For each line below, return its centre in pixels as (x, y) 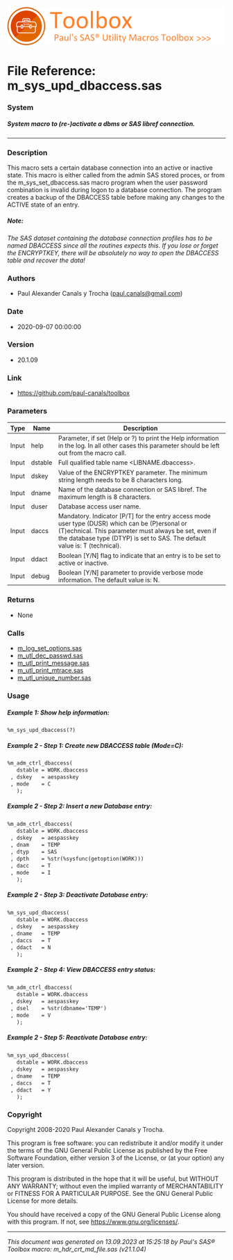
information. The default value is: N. (109, 580)
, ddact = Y (31, 1090)
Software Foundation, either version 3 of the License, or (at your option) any (116, 1158)
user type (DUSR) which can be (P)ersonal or (122, 524)
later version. (26, 1165)
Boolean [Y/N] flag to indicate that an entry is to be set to (139, 555)
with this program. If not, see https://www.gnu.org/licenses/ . (93, 1222)
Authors (21, 278)
